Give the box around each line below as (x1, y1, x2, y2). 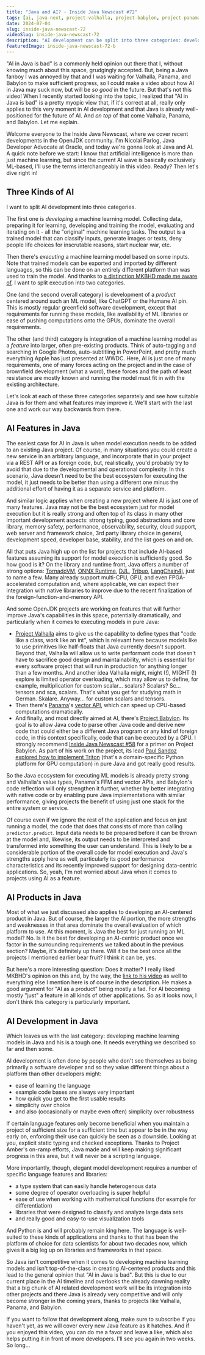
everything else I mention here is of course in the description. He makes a (6, 979, 192, 986)
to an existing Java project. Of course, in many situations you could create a (6, 446, 197, 453)
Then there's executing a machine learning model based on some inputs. (6, 253, 190, 260)
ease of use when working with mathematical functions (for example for (15, 1195, 196, 1203)
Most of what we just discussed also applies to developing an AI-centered (6, 908, 193, 916)
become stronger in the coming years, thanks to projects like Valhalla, (6, 1297, 182, 1305)
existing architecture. (6, 381, 60, 388)
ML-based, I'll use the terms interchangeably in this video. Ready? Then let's (6, 163, 199, 170)
